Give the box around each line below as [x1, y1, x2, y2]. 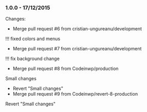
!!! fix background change [5, 55, 60, 62]
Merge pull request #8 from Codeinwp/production [12, 66, 119, 72]
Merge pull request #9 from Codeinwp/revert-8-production [12, 91, 138, 97]
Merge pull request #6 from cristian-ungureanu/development [12, 26, 142, 32]
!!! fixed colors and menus [5, 35, 61, 42]
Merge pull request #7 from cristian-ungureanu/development [12, 46, 142, 52]
